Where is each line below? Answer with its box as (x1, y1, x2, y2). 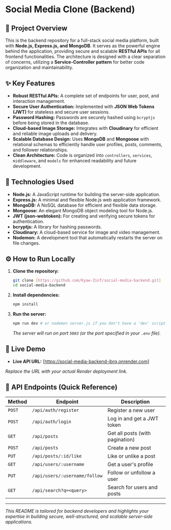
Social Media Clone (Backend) (5, 4, 135, 15)
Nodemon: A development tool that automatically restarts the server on (12, 234, 163, 240)
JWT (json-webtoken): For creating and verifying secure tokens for (12, 213, 155, 219)
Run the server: (12, 311, 47, 317)
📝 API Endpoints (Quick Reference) (5, 383, 118, 392)
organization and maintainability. (5, 65, 74, 70)
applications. (5, 518, 33, 525)
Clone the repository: (12, 268, 59, 274)
